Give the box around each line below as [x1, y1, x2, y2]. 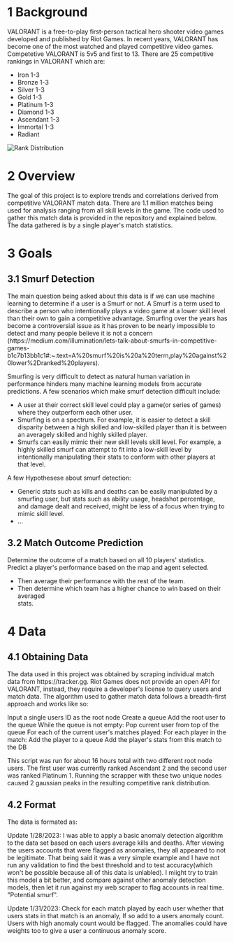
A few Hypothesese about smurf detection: [7, 473, 131, 482]
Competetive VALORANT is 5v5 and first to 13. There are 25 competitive [7, 50, 214, 58]
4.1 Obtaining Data [7, 651, 89, 663]
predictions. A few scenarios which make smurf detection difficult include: [7, 387, 221, 395]
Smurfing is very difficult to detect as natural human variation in [7, 372, 191, 380]
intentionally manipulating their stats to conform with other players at [17, 452, 216, 461]
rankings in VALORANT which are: [7, 57, 105, 65]
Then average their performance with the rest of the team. [17, 576, 185, 585]
